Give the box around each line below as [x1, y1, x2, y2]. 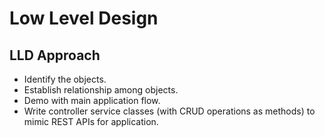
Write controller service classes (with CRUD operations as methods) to [23, 105, 316, 117]
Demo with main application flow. [23, 95, 161, 106]
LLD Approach [9, 47, 101, 64]
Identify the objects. [23, 73, 107, 85]
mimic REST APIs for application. [23, 116, 159, 127]
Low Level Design [9, 7, 159, 30]
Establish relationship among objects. [23, 84, 179, 96]
